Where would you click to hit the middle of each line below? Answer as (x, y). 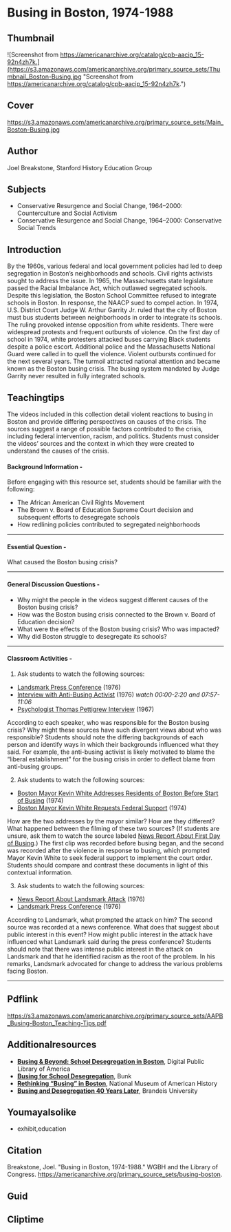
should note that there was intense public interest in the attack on (100, 949)
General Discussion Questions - (54, 584)
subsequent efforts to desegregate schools (78, 517)
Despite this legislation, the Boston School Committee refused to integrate (112, 296)
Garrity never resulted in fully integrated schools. (77, 376)
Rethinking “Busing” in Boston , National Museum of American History (117, 1083)
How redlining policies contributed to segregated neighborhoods (109, 524)
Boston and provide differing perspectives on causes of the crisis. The (107, 422)
